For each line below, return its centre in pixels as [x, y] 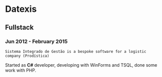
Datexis [21, 9]
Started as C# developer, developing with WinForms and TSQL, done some [81, 65]
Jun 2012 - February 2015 [36, 41]
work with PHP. [21, 70]
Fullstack [19, 27]
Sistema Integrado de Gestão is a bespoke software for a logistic [76, 51]
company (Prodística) [27, 56]
